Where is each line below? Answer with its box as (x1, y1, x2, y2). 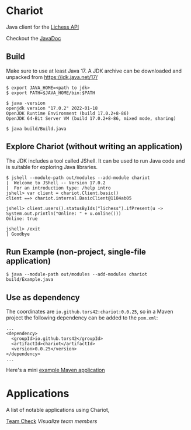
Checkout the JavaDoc (6, 35, 61, 42)
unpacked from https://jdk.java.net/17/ (6, 73, 98, 80)
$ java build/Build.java (6, 126, 67, 132)
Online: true (6, 215, 38, 222)
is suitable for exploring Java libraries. (6, 163, 98, 170)
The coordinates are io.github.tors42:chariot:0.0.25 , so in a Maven (6, 308, 173, 315)
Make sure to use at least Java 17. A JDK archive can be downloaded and (6, 67, 182, 74)
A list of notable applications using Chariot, (6, 407, 110, 414)
